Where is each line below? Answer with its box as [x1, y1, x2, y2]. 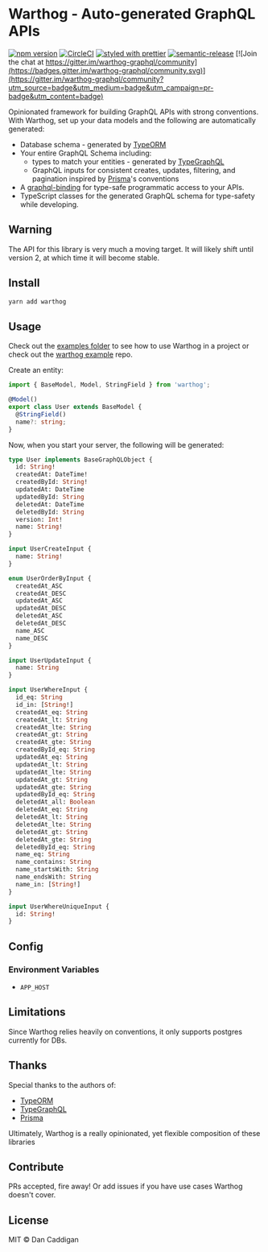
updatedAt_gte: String [15, 783, 92, 791]
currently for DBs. [8, 1035, 68, 1045]
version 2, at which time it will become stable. [8, 253, 159, 262]
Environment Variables [8, 964, 100, 975]
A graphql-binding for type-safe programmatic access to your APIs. [19, 182, 245, 192]
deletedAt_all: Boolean [15, 798, 95, 806]
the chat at [8, 57, 44, 67]
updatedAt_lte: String [15, 768, 92, 776]
